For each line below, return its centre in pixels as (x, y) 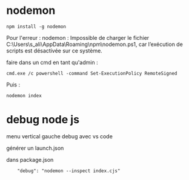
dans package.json (30, 159)
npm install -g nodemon (36, 27)
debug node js (43, 120)
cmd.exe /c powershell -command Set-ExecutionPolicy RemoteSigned (92, 73)
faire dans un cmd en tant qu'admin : (52, 62)
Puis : (13, 85)
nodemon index (24, 95)
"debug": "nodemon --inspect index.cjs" (69, 171)
